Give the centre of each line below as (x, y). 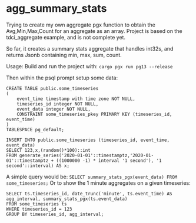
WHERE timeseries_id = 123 (39, 209)
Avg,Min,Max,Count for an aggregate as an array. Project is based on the (94, 31)
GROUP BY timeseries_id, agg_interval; (55, 214)
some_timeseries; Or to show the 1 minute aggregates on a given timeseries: (99, 183)
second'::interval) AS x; (38, 166)
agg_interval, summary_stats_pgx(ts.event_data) (67, 199)
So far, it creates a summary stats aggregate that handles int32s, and (90, 48)
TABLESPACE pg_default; (35, 129)
